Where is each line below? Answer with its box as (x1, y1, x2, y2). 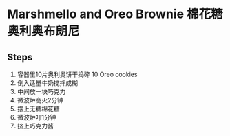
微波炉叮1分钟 (17, 113, 56, 121)
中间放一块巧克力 (17, 87, 66, 95)
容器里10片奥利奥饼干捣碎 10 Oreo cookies (17, 70, 138, 78)
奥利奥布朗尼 (7, 23, 81, 39)
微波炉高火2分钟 (17, 96, 64, 104)
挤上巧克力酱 (17, 122, 54, 130)
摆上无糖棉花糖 (17, 104, 60, 113)
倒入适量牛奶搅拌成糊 (17, 79, 78, 87)
